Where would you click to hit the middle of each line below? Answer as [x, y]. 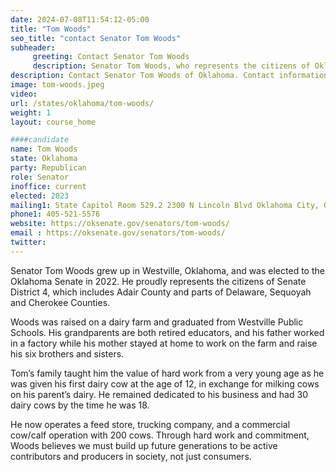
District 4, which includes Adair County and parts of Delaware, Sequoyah [161, 292]
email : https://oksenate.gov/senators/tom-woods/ [118, 233]
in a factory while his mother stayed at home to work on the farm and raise [164, 343]
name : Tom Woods [44, 149]
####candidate [40, 140]
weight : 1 [31, 112]
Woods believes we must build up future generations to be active [144, 445]
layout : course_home [53, 122]
